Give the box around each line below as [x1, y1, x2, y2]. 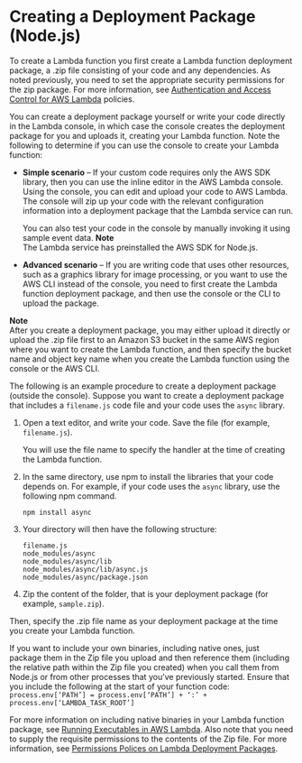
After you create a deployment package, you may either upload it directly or [9, 325, 291, 336]
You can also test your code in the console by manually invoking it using [22, 223, 290, 234]
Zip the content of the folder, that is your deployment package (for [22, 588, 269, 599]
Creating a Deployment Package [9, 6, 256, 27]
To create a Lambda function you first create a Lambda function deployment [9, 55, 293, 66]
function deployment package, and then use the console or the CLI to [22, 288, 281, 299]
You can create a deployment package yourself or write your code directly [9, 111, 286, 122]
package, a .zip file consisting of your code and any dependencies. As [9, 65, 271, 76]
